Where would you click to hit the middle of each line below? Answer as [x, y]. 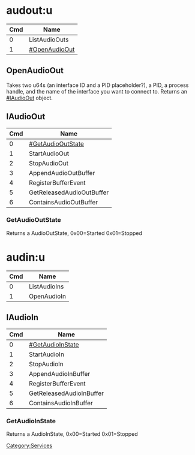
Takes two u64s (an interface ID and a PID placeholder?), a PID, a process [97, 85]
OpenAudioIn [47, 296]
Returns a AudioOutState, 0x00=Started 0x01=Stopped [74, 233]
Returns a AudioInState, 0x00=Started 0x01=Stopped [72, 434]
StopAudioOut [49, 163]
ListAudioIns [46, 287]
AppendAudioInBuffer [60, 373]
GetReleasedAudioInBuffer [66, 393]
